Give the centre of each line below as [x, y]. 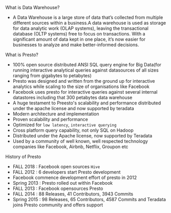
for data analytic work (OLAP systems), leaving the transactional [80, 28]
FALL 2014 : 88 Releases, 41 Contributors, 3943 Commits [73, 194]
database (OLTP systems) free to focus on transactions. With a [79, 34]
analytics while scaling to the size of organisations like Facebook [81, 86]
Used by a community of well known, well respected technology [80, 141]
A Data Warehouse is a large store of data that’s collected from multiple [88, 17]
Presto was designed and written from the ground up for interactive [84, 81]
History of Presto [23, 157]
